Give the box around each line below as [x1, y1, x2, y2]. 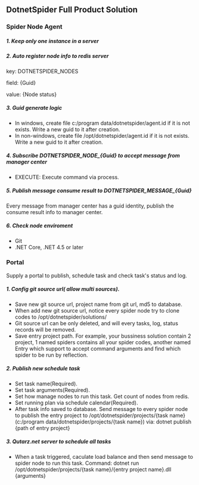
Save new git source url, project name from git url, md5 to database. [14, 301, 183, 308]
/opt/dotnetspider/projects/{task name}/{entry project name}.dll [14, 465, 172, 473]
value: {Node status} [6, 91, 57, 98]
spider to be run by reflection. [14, 351, 88, 359]
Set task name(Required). [14, 380, 77, 387]
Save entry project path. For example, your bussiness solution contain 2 [14, 332, 191, 339]
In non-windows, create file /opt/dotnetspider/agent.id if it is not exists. [14, 132, 189, 139]
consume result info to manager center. [6, 208, 103, 215]
